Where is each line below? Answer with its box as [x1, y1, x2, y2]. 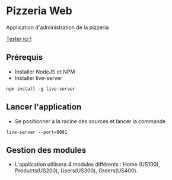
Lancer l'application [6, 102, 82, 112]
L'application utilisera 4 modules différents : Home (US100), [14, 161, 160, 168]
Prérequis [6, 52, 43, 63]
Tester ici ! [6, 35, 32, 42]
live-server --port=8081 [6, 129, 68, 135]
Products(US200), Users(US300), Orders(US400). [14, 167, 138, 174]
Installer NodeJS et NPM [14, 68, 75, 75]
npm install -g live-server [6, 86, 76, 92]
